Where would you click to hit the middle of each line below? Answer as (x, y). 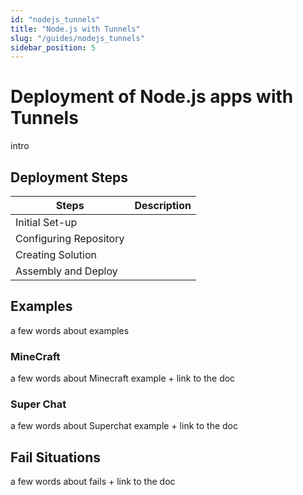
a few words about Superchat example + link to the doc (124, 426)
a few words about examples (70, 330)
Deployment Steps (69, 177)
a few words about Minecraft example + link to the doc (123, 378)
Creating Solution (56, 254)
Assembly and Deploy (66, 271)
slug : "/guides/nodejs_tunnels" (77, 38)
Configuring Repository (70, 238)
